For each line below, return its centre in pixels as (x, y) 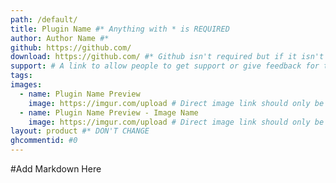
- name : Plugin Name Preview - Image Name (109, 112)
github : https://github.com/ (71, 47)
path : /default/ (44, 19)
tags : (21, 76)
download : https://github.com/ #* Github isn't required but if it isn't (167, 57)
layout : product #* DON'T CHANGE (80, 131)
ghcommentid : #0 (44, 141)
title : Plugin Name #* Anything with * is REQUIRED (120, 29)
